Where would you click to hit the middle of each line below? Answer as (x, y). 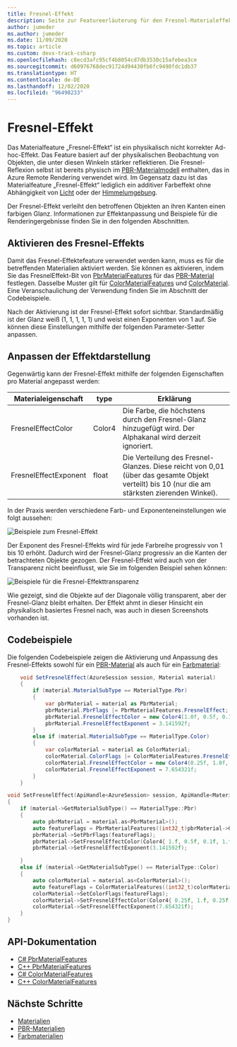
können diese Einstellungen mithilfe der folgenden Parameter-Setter (106, 327)
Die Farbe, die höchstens (164, 410)
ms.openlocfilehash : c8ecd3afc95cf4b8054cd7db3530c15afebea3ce (102, 60)
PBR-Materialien (41, 1028)
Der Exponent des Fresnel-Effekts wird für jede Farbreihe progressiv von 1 (115, 545)
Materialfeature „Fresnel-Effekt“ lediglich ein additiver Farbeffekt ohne (109, 185)
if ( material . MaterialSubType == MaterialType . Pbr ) (110, 690)
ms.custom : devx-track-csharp (52, 54)
